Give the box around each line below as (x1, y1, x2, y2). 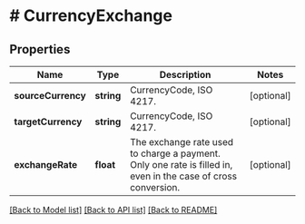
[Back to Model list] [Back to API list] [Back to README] (9, 205, 218, 215)
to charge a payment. (130, 147, 221, 160)
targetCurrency (14, 115, 83, 128)
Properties (9, 42, 71, 57)
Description (159, 69, 212, 81)
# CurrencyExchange (9, 5, 172, 26)
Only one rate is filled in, (130, 159, 233, 170)
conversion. (130, 181, 181, 193)
